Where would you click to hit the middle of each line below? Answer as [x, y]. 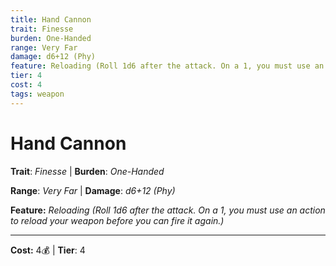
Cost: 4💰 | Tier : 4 [48, 250]
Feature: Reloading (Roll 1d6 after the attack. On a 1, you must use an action [168, 210]
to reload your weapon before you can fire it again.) [117, 220]
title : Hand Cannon [51, 19]
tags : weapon [37, 94]
